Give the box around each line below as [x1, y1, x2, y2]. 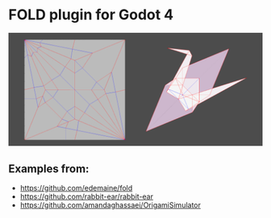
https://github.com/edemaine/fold [19, 183, 133, 193]
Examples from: [8, 162, 90, 175]
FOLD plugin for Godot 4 [8, 6, 174, 24]
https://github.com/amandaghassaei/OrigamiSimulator [19, 200, 202, 210]
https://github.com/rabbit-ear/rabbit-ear [19, 191, 154, 202]
